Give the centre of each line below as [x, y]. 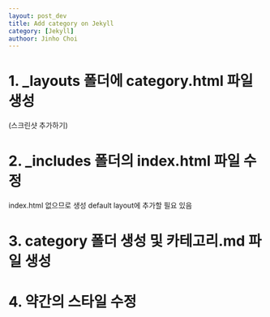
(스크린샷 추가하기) [39, 126]
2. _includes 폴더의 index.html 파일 [124, 161]
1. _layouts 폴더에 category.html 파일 [131, 81]
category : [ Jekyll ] [41, 31]
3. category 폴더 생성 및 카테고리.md [127, 241]
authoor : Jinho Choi [43, 39]
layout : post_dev [38, 16]
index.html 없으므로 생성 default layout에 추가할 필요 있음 [101, 206]
